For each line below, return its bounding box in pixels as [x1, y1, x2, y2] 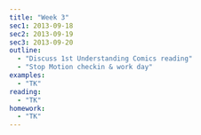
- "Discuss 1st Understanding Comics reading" [17, 54, 193, 63]
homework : [9, 104, 46, 113]
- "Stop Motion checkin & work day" [17, 63, 153, 72]
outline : [9, 46, 42, 55]
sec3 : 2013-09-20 [9, 37, 74, 47]
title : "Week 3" [9, 12, 69, 22]
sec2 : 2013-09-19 [9, 29, 74, 38]
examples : [9, 71, 46, 80]
